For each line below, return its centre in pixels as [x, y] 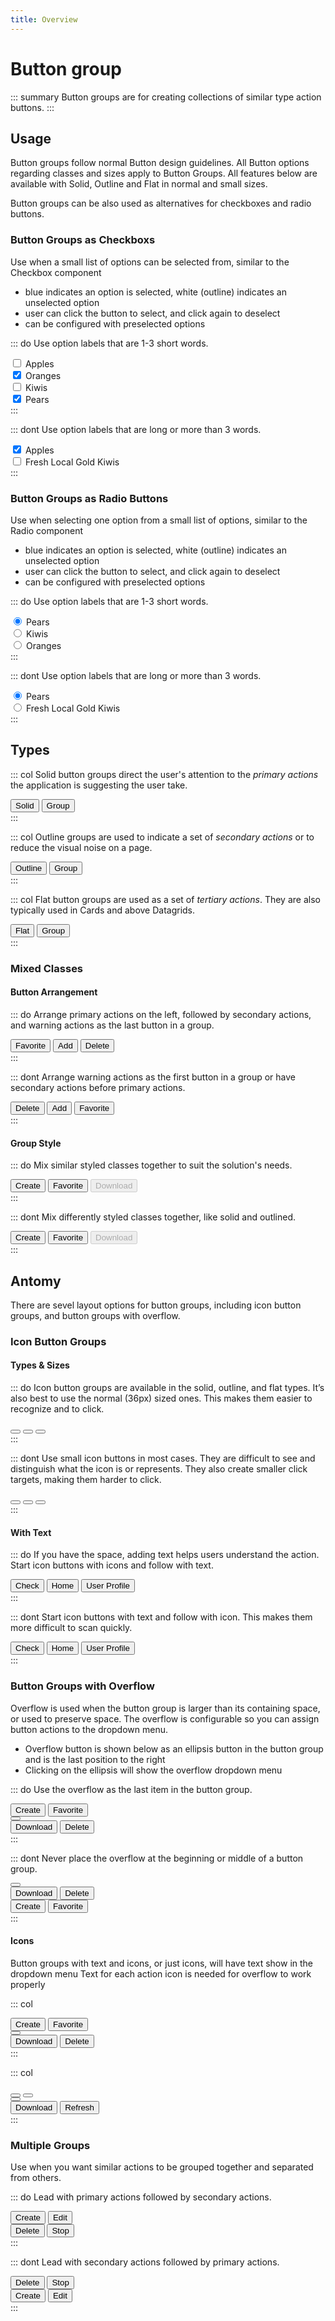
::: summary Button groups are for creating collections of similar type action [166, 97]
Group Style [36, 1143]
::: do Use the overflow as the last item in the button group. [131, 1789]
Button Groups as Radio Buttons [89, 498]
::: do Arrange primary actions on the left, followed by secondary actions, [161, 1014]
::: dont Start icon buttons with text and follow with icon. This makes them [161, 1617]
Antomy [36, 1281]
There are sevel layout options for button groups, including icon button [156, 1305]
